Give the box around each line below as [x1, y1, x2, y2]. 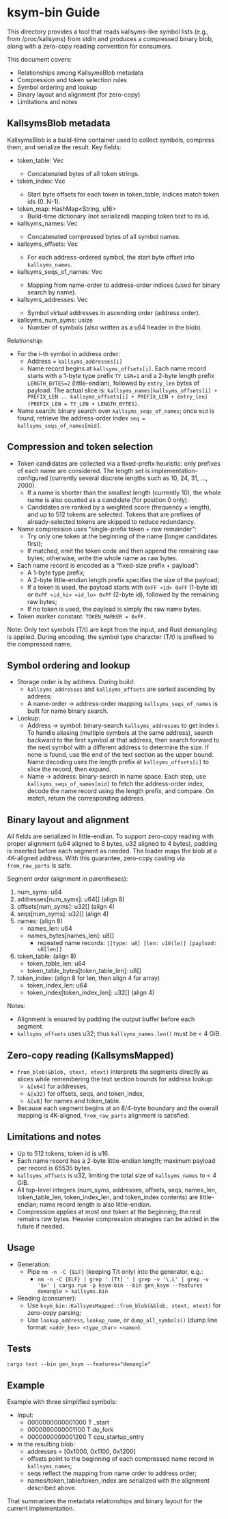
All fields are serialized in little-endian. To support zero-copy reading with [7, 832, 214, 840]
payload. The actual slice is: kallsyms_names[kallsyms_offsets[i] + [27, 386, 218, 394]
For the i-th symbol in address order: [16, 349, 121, 357]
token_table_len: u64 [27, 959, 86, 968]
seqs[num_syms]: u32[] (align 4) [16, 909, 109, 918]
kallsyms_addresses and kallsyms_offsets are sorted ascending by [27, 685, 216, 693]
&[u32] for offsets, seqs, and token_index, [27, 1090, 145, 1097]
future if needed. [16, 1222, 65, 1230]
